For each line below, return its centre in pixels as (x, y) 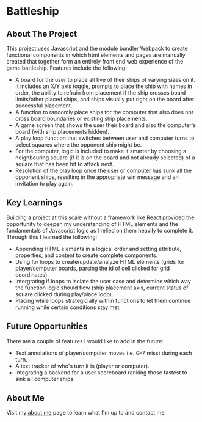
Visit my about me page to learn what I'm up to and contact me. (86, 413)
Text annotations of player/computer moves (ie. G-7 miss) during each (103, 353)
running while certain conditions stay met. (68, 307)
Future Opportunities (47, 326)
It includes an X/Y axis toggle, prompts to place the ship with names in (103, 86)
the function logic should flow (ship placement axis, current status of (102, 288)
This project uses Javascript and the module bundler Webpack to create (97, 48)
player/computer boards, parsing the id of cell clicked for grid (92, 268)
